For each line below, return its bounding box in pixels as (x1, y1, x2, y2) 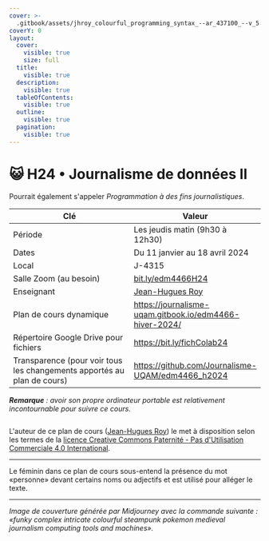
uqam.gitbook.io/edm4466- (133, 308, 240, 320)
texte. (9, 483, 28, 492)
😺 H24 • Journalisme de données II (9, 165, 248, 183)
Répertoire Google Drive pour (13, 332, 123, 343)
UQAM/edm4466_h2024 (133, 369, 228, 380)
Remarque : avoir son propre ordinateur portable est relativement (9, 395, 226, 404)
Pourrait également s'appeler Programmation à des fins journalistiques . (9, 191, 244, 201)
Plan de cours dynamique (13, 308, 109, 320)
